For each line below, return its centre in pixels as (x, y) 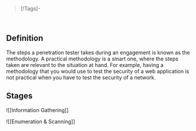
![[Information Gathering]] (37, 110)
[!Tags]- (30, 9)
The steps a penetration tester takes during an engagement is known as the (98, 52)
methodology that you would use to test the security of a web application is (98, 71)
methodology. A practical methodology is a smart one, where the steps (92, 59)
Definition (24, 38)
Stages (19, 96)
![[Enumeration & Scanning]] (41, 121)
